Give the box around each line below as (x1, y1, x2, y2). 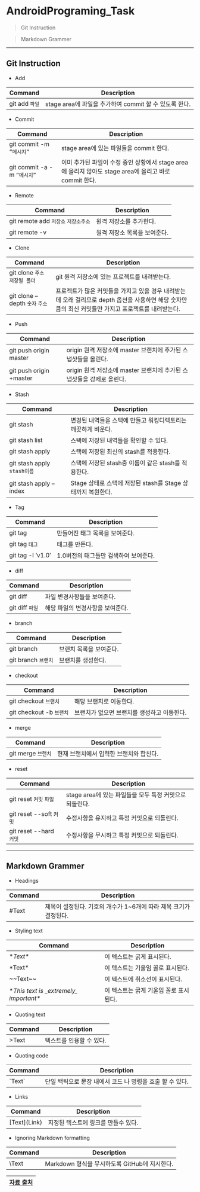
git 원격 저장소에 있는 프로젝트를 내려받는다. (55, 272, 171, 281)
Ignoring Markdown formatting (14, 1134, 90, 1141)
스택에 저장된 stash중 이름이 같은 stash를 (70, 459, 180, 467)
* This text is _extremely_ (9, 986, 78, 995)
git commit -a (9, 163, 48, 171)
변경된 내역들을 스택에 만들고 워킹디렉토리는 (70, 416, 187, 424)
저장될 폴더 (9, 277, 36, 283)
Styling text (14, 927, 43, 934)
